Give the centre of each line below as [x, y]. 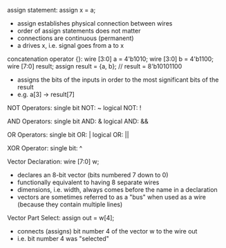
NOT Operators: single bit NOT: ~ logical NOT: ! [74, 108]
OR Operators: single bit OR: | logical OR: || [68, 135]
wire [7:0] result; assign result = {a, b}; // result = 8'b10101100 [95, 66]
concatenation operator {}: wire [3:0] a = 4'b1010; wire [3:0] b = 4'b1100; [111, 59]
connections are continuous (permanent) [75, 38]
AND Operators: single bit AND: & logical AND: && [78, 121]
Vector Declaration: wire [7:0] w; [53, 161]
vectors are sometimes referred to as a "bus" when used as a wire [111, 197]
